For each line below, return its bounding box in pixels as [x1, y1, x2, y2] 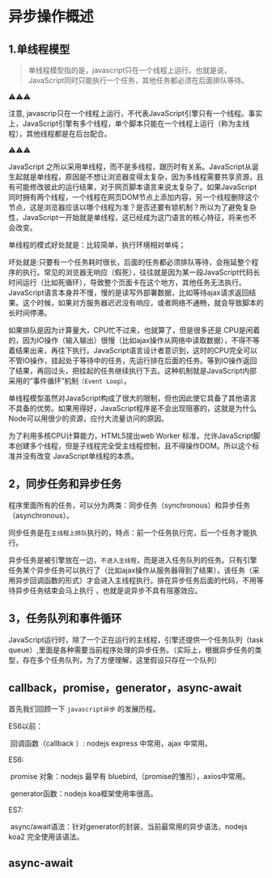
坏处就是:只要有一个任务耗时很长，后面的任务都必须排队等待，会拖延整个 [8, 257, 253, 266]
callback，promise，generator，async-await [8, 681, 242, 695]
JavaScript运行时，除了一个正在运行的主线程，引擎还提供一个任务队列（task [8, 634, 264, 644]
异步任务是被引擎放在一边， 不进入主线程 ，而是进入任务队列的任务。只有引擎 [8, 555, 257, 564]
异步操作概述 [8, 7, 95, 26]
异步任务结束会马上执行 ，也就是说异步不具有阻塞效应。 [15, 586, 202, 595]
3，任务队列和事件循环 [8, 612, 122, 625]
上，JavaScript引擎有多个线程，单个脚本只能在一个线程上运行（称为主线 [8, 119, 250, 128]
